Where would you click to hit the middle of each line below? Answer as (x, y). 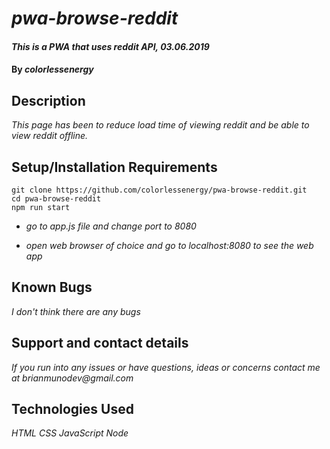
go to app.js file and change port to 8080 (111, 226)
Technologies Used (72, 409)
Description (48, 100)
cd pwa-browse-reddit (56, 199)
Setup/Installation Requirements (114, 167)
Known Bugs (52, 287)
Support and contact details (100, 343)
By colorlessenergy (52, 69)
